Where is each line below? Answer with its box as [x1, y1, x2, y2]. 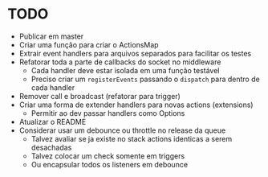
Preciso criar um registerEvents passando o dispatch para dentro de [30, 74, 260, 84]
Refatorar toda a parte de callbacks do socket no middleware [18, 57, 221, 67]
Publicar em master [18, 31, 84, 41]
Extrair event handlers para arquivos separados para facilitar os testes [18, 48, 252, 58]
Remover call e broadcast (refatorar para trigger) [18, 91, 181, 101]
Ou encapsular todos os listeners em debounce [30, 159, 189, 169]
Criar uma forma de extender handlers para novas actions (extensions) [18, 100, 254, 109]
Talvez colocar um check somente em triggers [30, 150, 185, 161]
